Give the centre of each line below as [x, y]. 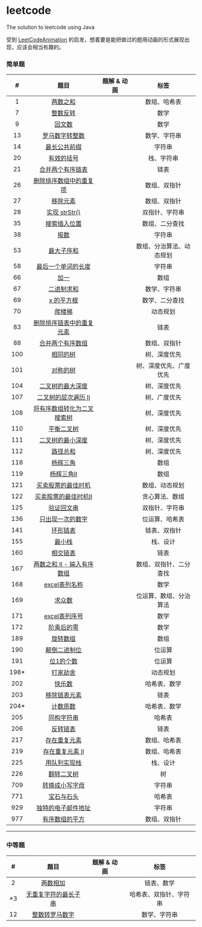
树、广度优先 [163, 398]
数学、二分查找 [163, 300]
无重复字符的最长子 [53, 894]
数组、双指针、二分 [163, 564]
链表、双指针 [163, 531]
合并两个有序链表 [64, 170]
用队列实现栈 [64, 763]
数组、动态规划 [163, 485]
